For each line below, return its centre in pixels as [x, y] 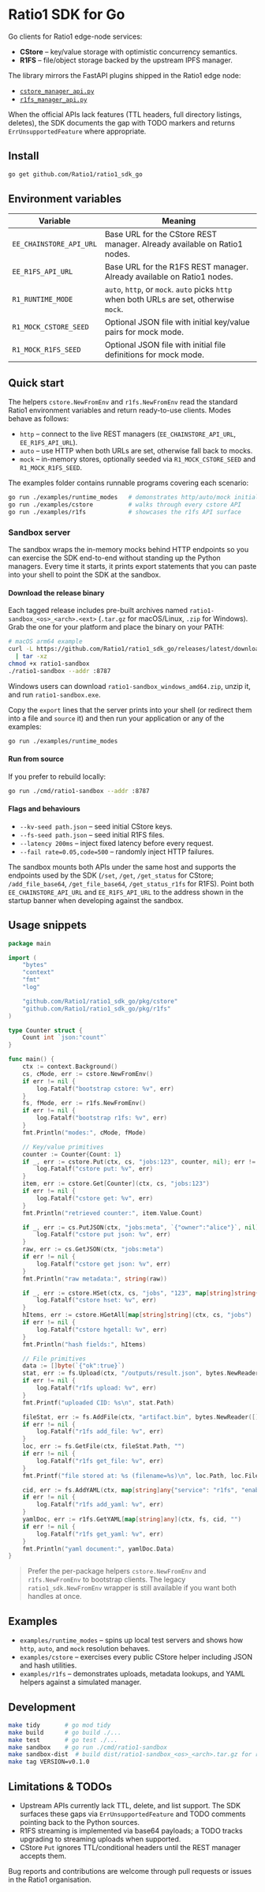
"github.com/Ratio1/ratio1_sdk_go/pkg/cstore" [100, 1001]
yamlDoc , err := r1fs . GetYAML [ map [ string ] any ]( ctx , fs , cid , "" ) [132, 1520]
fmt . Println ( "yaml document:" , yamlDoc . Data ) [99, 1549]
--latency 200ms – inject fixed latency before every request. [117, 843]
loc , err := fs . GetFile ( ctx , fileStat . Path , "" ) [104, 1446]
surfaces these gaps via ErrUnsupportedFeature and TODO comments [132, 1814]
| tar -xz [31, 656]
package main [30, 943]
